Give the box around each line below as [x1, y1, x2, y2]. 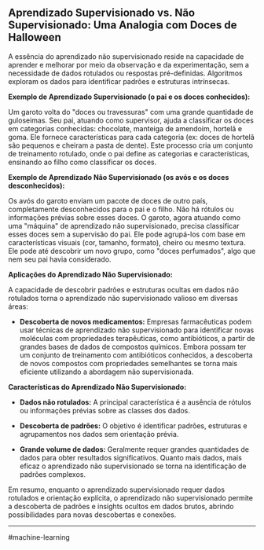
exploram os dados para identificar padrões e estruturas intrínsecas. [8, 76, 230, 86]
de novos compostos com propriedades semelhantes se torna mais [19, 358, 238, 368]
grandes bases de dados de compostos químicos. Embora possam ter [19, 342, 247, 351]
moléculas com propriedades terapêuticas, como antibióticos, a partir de [19, 333, 255, 343]
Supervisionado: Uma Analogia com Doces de [8, 19, 237, 32]
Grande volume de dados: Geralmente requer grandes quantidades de [19, 444, 250, 454]
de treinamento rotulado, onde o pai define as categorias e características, [8, 148, 250, 158]
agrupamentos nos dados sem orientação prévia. [19, 429, 179, 438]
